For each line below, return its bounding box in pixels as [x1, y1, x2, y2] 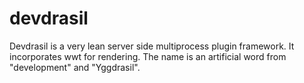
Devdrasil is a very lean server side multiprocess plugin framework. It [9, 40, 295, 52]
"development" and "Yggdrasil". [9, 61, 141, 73]
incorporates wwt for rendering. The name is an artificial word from [9, 50, 287, 62]
